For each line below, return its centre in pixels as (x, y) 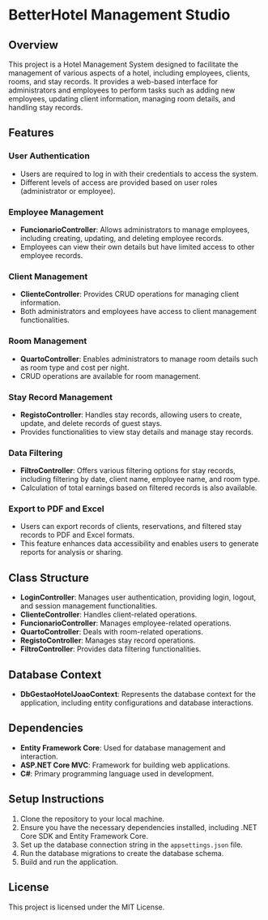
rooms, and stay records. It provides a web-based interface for (113, 82)
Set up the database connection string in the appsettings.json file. (131, 845)
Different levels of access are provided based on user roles (119, 182)
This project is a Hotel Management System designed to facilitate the (123, 64)
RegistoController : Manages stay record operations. (108, 641)
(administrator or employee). (68, 191)
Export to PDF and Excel (57, 509)
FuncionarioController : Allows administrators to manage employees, (135, 230)
